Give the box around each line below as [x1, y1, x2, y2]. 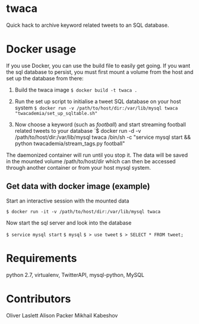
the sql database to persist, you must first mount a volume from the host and [6, 68, 194, 76]
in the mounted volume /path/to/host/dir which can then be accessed [6, 157, 176, 165]
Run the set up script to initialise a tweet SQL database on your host [14, 98, 181, 105]
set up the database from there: [6, 74, 84, 82]
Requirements [6, 251, 77, 265]
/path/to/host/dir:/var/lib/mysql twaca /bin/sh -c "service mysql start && [14, 133, 191, 141]
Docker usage [6, 42, 76, 56]
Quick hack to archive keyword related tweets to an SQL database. [6, 21, 169, 29]
